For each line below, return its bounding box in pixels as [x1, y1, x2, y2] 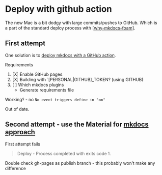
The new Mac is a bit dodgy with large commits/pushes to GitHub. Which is [5, 20, 158, 26]
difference [5, 165, 26, 171]
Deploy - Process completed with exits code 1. [17, 150, 111, 156]
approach [5, 128, 35, 136]
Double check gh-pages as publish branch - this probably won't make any [5, 160, 156, 166]
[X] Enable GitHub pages [12, 71, 63, 77]
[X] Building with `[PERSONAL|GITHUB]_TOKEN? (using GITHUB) [12, 76, 144, 82]
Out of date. [5, 106, 29, 112]
